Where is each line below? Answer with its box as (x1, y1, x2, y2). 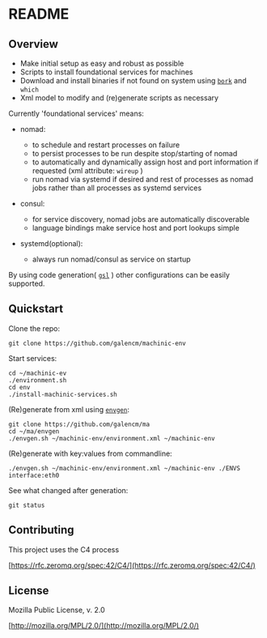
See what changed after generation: (8, 485, 129, 495)
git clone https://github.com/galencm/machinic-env (8, 339, 186, 347)
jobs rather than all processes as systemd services (32, 183, 202, 193)
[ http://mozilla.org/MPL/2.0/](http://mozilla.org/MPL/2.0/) (8, 621, 200, 631)
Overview (8, 37, 59, 51)
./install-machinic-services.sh (8, 390, 117, 398)
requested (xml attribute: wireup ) (32, 166, 143, 175)
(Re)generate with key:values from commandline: (8, 449, 172, 458)
